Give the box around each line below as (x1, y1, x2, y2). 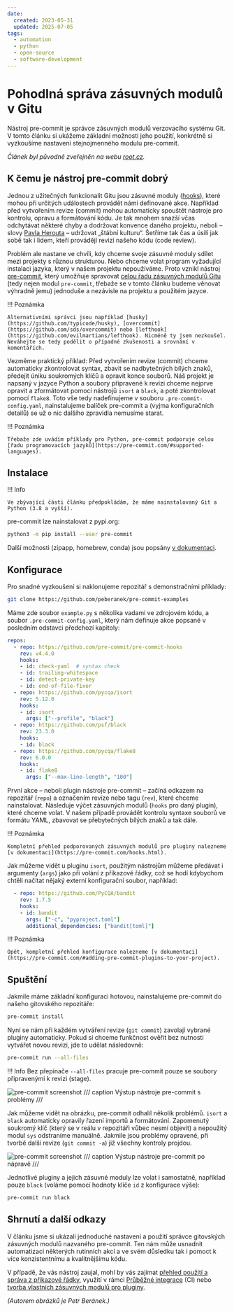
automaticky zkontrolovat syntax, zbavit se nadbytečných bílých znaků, (7, 364, 213, 372)
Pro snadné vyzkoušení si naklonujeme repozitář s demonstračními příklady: (7, 582, 227, 591)
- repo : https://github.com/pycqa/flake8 (13, 747, 136, 754)
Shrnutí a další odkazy (7, 1213, 106, 1225)
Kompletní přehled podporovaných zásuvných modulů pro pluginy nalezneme (7, 843, 227, 850)
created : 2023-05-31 (13, 17, 73, 24)
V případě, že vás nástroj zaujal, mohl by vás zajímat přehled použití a (7, 1268, 208, 1276)
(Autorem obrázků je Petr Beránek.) (7, 1296, 110, 1305)
